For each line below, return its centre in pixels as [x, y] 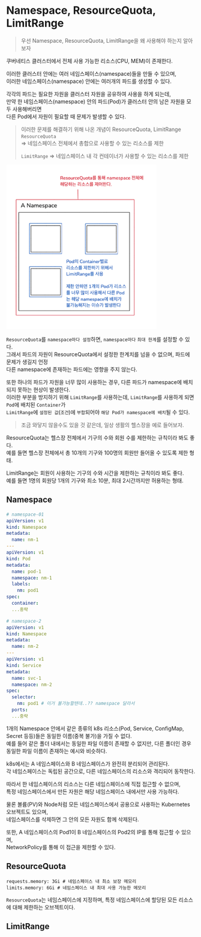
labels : [21, 584]
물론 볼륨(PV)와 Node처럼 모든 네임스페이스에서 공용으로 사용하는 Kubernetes [98, 804]
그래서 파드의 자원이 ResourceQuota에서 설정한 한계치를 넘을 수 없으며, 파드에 [98, 354]
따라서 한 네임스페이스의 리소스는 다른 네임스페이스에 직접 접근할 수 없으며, [94, 784]
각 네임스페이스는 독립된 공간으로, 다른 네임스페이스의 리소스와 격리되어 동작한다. [101, 771]
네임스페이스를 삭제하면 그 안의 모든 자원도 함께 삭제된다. [73, 819]
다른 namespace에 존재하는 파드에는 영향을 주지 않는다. [72, 369]
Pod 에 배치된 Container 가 [36, 404]
